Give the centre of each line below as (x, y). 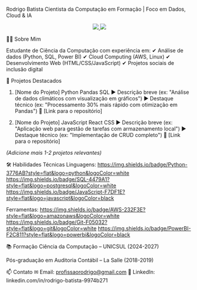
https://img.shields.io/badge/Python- (143, 164)
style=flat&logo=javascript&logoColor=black (60, 198)
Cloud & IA (19, 15)
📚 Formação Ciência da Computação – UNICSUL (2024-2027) (83, 246)
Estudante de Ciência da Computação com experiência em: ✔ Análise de (95, 50)
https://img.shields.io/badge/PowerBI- (144, 228)
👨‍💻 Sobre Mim (24, 39)
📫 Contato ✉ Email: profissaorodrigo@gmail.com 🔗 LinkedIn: (81, 272)
